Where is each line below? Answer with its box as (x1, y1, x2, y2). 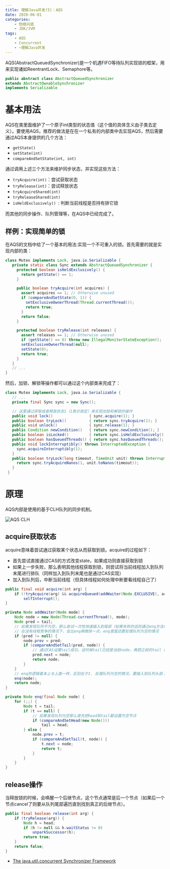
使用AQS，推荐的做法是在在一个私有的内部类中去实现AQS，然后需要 (20, 128, 163, 134)
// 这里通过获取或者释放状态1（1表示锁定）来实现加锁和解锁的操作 (12, 409, 133, 414)
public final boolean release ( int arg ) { (5, 811, 94, 816)
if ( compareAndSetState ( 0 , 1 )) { (21, 295, 92, 300)
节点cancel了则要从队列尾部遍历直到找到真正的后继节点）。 (5, 801, 128, 807)
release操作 (5, 780, 43, 789)
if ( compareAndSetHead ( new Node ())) (32, 718, 110, 723)
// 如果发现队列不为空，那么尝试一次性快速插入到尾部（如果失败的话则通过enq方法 (14, 624, 163, 629)
